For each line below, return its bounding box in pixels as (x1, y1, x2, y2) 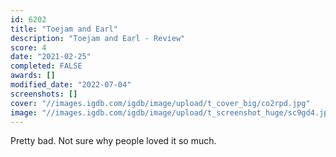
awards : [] (10, 71, 56, 81)
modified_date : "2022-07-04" (10, 80, 132, 90)
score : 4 (10, 42, 47, 53)
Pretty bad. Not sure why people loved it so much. (10, 135, 217, 147)
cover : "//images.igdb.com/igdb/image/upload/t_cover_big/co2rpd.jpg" (10, 98, 311, 108)
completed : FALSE (10, 61, 83, 71)
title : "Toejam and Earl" (10, 24, 118, 34)
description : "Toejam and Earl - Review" (10, 33, 186, 43)
